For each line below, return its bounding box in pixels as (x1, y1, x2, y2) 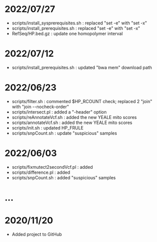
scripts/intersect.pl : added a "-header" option (11, 109, 107, 115)
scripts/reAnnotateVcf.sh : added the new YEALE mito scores (11, 114, 137, 120)
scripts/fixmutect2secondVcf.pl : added (11, 164, 93, 170)
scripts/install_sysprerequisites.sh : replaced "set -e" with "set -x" (11, 20, 148, 26)
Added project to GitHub (11, 231, 62, 237)
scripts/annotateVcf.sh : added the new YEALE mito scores (11, 120, 133, 125)
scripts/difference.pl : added (11, 169, 71, 175)
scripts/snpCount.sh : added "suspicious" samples (11, 174, 116, 180)
